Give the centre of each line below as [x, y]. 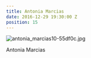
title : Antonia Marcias [35, 11]
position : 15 [22, 22]
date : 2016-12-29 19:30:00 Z [42, 17]
